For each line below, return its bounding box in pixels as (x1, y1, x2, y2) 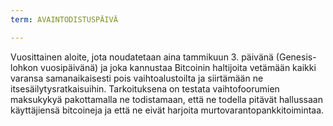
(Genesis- (275, 51, 317, 63)
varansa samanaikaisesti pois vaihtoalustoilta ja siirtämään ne (10, 72, 264, 84)
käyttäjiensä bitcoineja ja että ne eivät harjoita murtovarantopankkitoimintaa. (10, 104, 325, 116)
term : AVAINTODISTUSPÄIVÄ (10, 14, 118, 25)
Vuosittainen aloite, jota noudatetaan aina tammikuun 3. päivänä (10, 51, 274, 63)
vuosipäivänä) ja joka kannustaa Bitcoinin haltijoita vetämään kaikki (40, 61, 317, 73)
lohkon (10, 61, 39, 73)
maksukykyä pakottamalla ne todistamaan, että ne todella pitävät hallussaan (10, 93, 323, 105)
